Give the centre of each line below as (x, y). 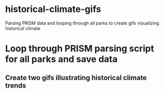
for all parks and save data (61, 59)
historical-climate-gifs (53, 9)
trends (16, 85)
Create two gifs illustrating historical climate (76, 78)
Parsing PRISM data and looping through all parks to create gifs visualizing (82, 23)
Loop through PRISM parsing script (80, 49)
